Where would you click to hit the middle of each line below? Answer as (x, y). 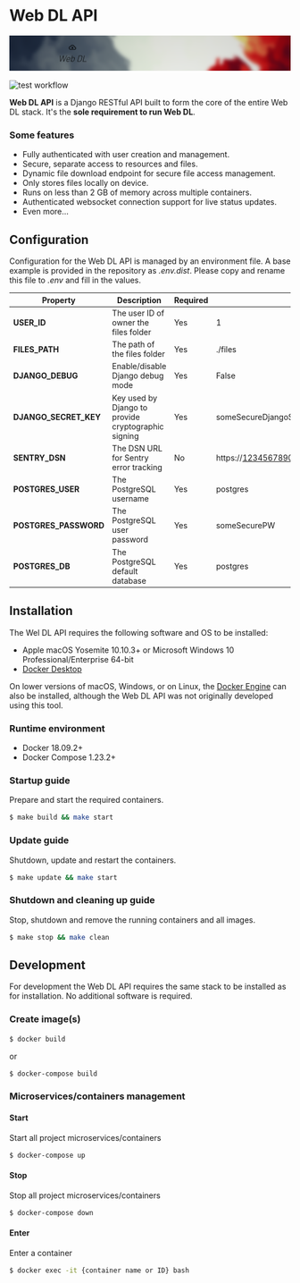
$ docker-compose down (51, 1212)
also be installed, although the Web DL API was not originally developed (142, 696)
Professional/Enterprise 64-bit (78, 659)
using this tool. (37, 705)
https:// (229, 458)
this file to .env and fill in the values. (75, 280)
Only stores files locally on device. (85, 183)
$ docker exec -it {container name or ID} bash (100, 1270)
